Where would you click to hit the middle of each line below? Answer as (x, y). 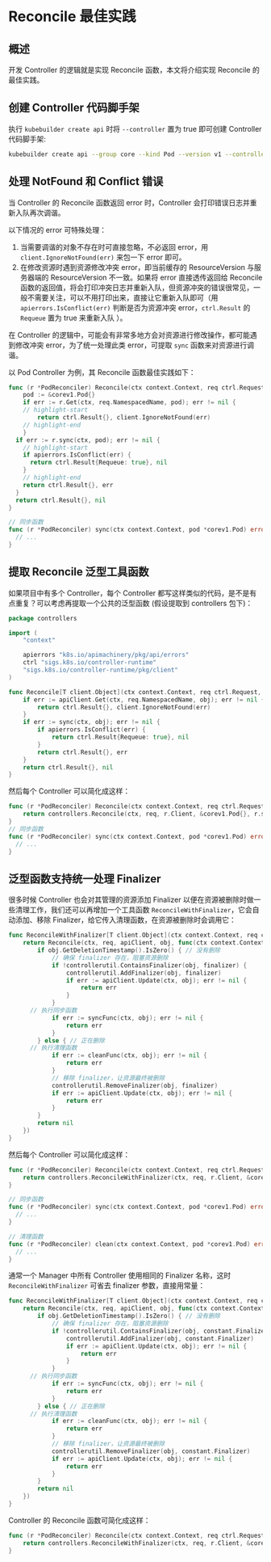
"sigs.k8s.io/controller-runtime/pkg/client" (101, 670)
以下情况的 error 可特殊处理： (58, 229)
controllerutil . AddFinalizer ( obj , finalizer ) (144, 973)
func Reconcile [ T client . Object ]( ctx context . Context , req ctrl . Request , (135, 692)
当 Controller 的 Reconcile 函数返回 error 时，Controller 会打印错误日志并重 (133, 202)
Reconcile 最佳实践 (72, 17)
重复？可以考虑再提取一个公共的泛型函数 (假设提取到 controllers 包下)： (134, 603)
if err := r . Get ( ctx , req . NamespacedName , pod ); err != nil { (129, 402)
